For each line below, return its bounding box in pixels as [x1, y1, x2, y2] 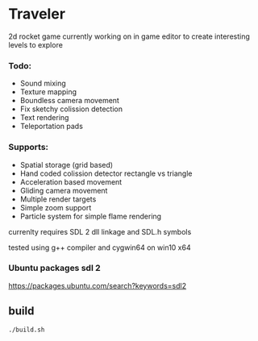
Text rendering [19, 113, 69, 123]
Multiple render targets [19, 194, 97, 204]
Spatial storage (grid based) [19, 160, 114, 169]
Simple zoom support [19, 202, 92, 212]
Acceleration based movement [19, 177, 123, 186]
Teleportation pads [19, 122, 83, 131]
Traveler [8, 5, 66, 23]
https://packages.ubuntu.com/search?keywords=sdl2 [8, 281, 187, 290]
